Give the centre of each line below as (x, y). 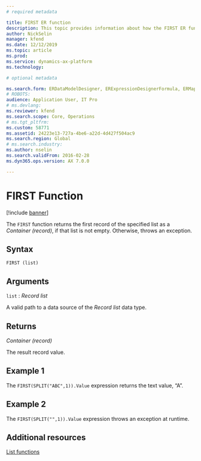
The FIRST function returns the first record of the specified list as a (88, 224)
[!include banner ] (28, 213)
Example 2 (26, 404)
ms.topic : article (29, 51)
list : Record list (27, 296)
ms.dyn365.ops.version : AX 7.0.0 (48, 161)
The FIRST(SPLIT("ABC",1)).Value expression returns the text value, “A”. (95, 385)
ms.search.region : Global (38, 139)
